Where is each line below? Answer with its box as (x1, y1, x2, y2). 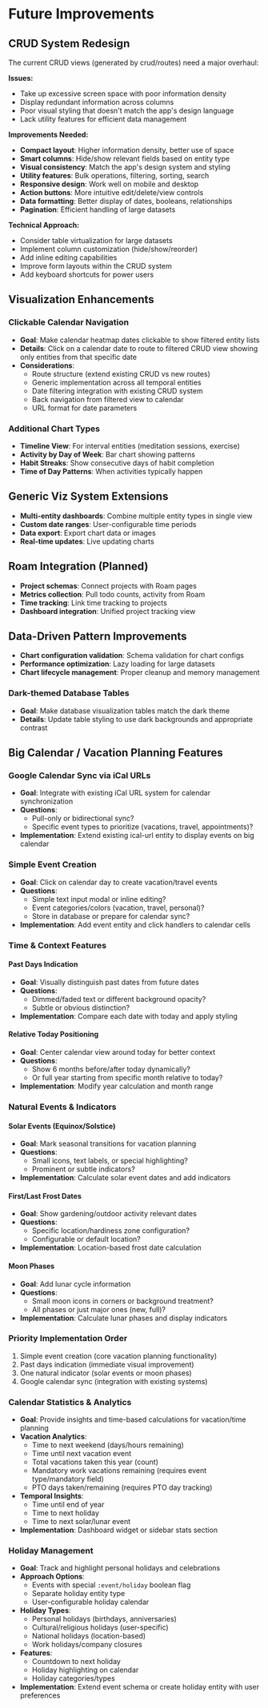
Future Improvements (8, 5, 154, 23)
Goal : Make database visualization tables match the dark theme (19, 705, 230, 716)
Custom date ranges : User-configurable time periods (19, 519, 197, 529)
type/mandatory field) (31, 1475, 104, 1484)
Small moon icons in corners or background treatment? (31, 1296, 214, 1306)
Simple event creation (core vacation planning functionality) (19, 1351, 218, 1360)
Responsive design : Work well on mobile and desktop (19, 179, 199, 189)
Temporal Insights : (19, 1491, 84, 1501)
